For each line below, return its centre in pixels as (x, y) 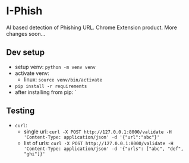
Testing (21, 111)
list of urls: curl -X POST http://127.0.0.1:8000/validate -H (98, 143)
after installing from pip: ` (45, 92)
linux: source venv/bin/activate (63, 79)
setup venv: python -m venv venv (55, 67)
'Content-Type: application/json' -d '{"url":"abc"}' (92, 137)
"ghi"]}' (34, 154)
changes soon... (26, 33)
